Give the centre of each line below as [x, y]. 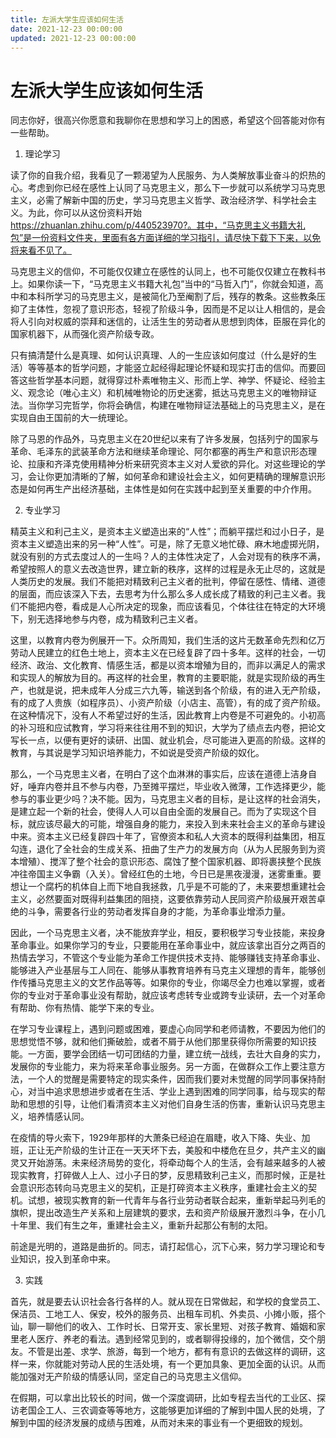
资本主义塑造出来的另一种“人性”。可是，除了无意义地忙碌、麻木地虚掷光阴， [167, 544]
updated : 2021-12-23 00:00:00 [73, 38]
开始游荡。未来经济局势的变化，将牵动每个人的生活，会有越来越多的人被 [176, 1163]
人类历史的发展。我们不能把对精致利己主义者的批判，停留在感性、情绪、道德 [168, 582]
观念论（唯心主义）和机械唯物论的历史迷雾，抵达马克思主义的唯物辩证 [172, 393]
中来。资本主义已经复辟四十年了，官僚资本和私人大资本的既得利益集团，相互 [168, 837]
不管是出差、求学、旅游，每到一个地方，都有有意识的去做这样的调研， [172, 1352]
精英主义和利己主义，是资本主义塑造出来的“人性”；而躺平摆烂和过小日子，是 [167, 532]
